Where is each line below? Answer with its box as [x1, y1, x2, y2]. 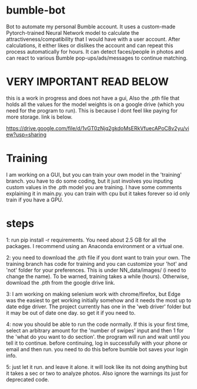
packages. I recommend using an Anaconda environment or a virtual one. [6, 242, 184, 249]
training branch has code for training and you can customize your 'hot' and [6, 260, 188, 267]
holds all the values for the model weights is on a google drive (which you [6, 101, 185, 108]
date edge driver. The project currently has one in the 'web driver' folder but [6, 303, 191, 310]
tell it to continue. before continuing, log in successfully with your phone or [6, 339, 188, 347]
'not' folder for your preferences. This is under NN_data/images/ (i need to [6, 266, 186, 273]
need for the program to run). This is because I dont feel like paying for [6, 107, 178, 114]
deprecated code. [6, 375, 49, 383]
